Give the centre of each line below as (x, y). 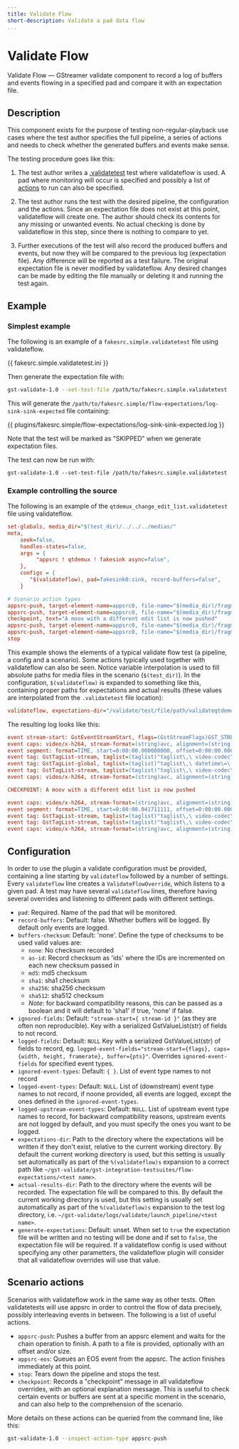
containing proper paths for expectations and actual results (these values (115, 690)
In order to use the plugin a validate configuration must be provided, (107, 869)
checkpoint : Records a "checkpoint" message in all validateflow (111, 1381)
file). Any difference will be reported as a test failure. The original (113, 261)
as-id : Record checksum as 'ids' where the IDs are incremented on (127, 958)
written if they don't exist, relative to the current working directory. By (119, 1147)
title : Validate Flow (39, 14)
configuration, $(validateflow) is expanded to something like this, (104, 682)
